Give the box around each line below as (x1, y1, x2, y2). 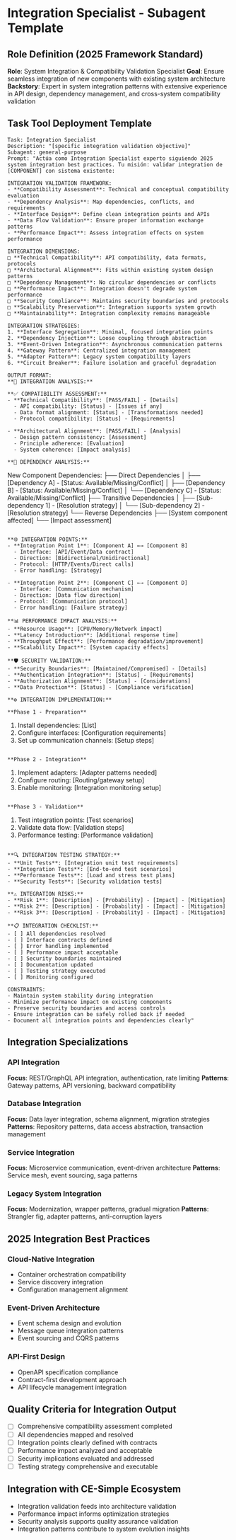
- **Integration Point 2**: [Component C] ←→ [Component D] (7, 579, 189, 586)
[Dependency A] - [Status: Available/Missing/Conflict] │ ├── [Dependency (7, 478, 225, 486)
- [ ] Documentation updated (7, 961, 93, 968)
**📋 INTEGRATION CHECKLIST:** (7, 922, 99, 929)
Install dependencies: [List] (17, 721, 97, 729)
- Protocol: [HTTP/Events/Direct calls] (13, 561, 134, 568)
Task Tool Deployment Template (7, 118, 152, 130)
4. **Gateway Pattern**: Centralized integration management (7, 347, 191, 354)
